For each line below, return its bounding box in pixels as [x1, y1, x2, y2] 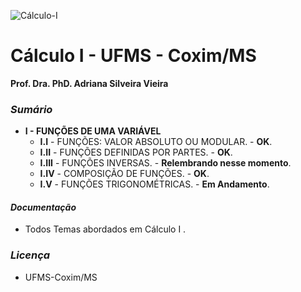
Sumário [10, 102, 53, 116]
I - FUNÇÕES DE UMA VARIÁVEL [24, 125, 162, 137]
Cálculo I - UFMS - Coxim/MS [10, 45, 257, 67]
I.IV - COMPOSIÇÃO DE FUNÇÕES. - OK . [39, 168, 210, 180]
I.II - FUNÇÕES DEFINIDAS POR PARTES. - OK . [39, 146, 233, 159]
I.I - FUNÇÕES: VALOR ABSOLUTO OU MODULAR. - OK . [39, 136, 273, 148]
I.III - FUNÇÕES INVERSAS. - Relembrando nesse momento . [39, 157, 292, 169]
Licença [10, 248, 51, 262]
